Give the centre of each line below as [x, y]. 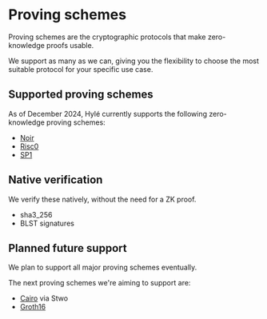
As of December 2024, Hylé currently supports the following [108, 114]
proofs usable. [70, 45]
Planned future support [68, 248]
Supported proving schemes [81, 95]
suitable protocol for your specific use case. [81, 69]
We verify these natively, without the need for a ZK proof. [102, 199]
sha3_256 [36, 214]
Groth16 [33, 307]
